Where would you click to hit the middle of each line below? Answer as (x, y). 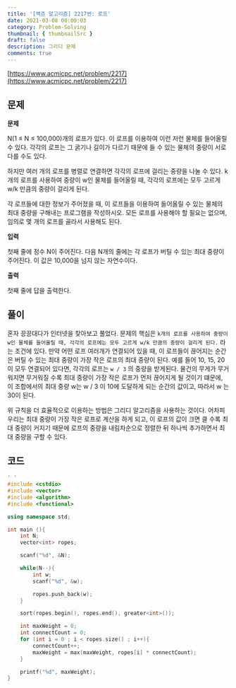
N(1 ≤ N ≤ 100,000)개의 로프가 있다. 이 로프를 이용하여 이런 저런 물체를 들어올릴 (117, 138)
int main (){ (26, 530)
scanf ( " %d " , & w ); (58, 581)
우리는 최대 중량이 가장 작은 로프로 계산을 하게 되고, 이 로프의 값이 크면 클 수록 (114, 419)
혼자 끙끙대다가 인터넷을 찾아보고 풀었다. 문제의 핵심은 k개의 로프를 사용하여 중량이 (118, 333)
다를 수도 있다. (27, 156)
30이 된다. (22, 395)
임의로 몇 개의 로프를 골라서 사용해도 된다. (64, 221)
